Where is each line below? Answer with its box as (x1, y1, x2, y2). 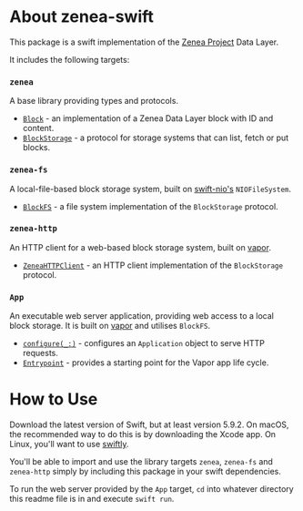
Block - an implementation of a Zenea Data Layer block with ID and (22, 113, 274, 124)
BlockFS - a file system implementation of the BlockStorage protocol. (22, 200, 279, 211)
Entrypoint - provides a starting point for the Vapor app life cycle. (22, 357, 269, 368)
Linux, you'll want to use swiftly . (9, 439, 129, 450)
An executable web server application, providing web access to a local (9, 311, 275, 322)
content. (22, 123, 55, 134)
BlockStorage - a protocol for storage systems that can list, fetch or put (22, 132, 289, 143)
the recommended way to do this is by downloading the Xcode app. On (9, 429, 276, 440)
